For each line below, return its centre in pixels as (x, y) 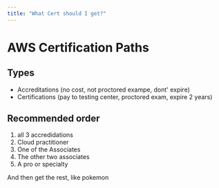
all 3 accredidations (45, 135)
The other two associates (53, 157)
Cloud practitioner (43, 143)
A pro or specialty (42, 164)
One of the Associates (49, 149)
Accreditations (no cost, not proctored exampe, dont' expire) (103, 90)
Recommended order (54, 119)
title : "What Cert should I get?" (57, 13)
